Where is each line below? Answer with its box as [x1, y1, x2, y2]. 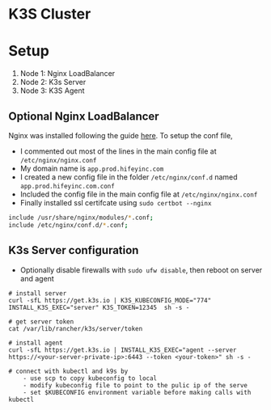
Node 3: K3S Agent [19, 86, 85, 95]
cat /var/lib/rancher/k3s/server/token [8, 324, 143, 332]
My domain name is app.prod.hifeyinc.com [19, 163, 164, 173]
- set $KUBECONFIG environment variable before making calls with [23, 388, 252, 396]
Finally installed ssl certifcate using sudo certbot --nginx [19, 197, 212, 207]
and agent [19, 273, 54, 283]
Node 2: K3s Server [19, 78, 87, 87]
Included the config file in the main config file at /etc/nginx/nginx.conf [19, 189, 258, 199]
